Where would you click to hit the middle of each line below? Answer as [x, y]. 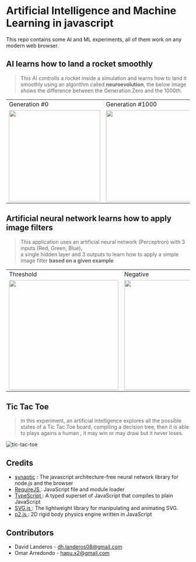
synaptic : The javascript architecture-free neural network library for [97, 477]
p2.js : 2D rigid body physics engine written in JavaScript [83, 514]
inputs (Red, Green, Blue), [51, 248]
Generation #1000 [132, 104]
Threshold [23, 274]
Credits [20, 463]
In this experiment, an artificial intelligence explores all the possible [101, 421]
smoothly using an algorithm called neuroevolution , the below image [103, 84]
